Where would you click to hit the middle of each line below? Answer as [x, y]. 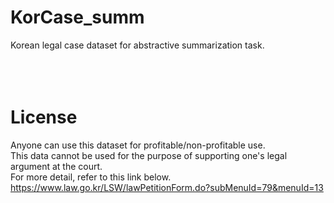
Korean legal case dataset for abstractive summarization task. [137, 45]
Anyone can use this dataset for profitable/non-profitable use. [138, 145]
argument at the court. [56, 166]
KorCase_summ [77, 17]
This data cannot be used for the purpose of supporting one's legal [149, 155]
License [44, 117]
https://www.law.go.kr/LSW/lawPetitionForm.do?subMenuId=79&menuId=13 [167, 187]
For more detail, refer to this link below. [91, 177]
